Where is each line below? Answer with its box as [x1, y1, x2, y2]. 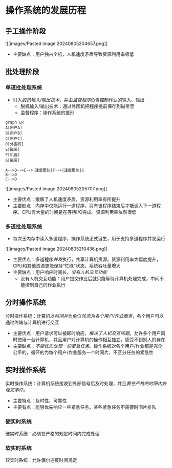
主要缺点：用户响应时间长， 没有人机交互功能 [12, 269, 107, 275]
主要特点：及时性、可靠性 [12, 397, 67, 404]
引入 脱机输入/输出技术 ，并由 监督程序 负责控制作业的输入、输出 [12, 97, 145, 103]
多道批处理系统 [5, 223, 42, 230]
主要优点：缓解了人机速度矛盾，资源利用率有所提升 [12, 196, 121, 202]
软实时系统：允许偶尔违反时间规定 [5, 457, 77, 463]
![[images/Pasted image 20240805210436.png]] [5, 246, 107, 252]
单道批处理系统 [5, 84, 42, 91]
